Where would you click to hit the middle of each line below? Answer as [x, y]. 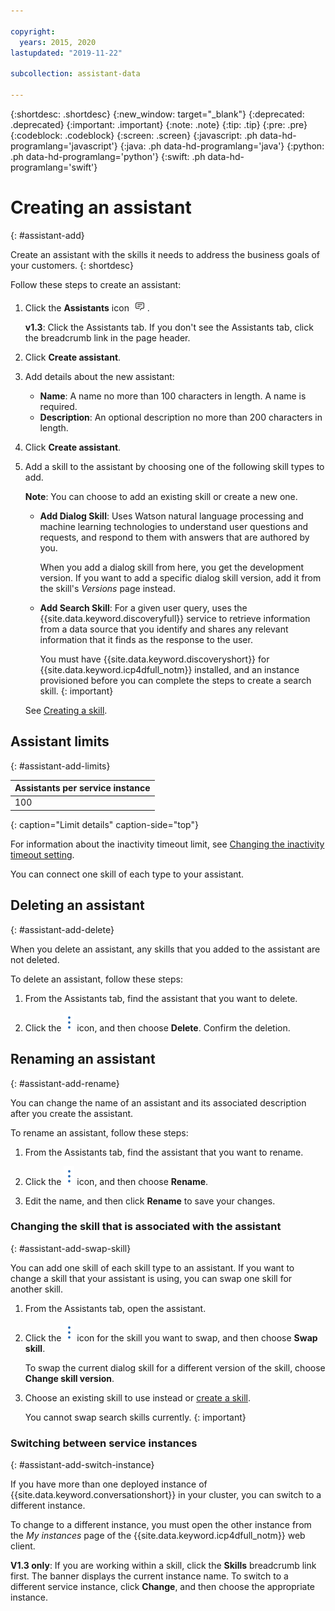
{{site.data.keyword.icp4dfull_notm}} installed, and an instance [169, 669]
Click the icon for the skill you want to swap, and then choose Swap [171, 1337]
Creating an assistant [101, 207]
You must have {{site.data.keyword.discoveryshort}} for [154, 659]
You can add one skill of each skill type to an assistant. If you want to [152, 1267]
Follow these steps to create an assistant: [96, 284]
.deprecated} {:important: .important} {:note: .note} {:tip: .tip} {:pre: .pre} [159, 124]
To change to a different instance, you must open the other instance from [161, 1525]
